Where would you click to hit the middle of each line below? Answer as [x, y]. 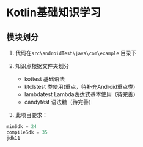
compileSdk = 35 [27, 132]
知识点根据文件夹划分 [42, 66]
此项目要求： [31, 115]
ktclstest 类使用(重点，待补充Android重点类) [80, 87]
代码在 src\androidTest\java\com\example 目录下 [76, 53]
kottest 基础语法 [45, 79]
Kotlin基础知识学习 [54, 13]
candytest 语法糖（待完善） [59, 102]
